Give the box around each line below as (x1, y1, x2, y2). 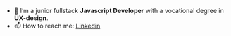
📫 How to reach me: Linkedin (13, 21, 101, 30)
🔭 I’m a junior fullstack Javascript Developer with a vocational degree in (13, 7, 224, 15)
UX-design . (13, 14, 49, 22)
